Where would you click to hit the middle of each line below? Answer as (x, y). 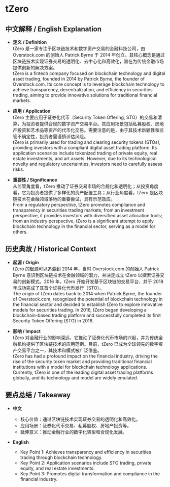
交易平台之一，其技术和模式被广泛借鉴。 (59, 350)
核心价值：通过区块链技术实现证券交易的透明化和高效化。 (80, 419)
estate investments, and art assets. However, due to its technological (84, 158)
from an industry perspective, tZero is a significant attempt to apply (83, 221)
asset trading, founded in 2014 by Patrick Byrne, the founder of (79, 79)
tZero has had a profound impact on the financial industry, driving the (85, 356)
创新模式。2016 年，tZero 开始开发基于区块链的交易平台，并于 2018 (93, 281)
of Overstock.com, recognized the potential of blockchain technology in (88, 299)
